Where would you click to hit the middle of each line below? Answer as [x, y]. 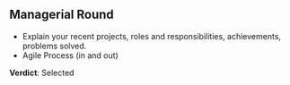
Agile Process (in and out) [70, 55]
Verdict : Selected [42, 72]
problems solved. [54, 46]
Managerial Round [62, 15]
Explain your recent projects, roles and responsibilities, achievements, [151, 36]
